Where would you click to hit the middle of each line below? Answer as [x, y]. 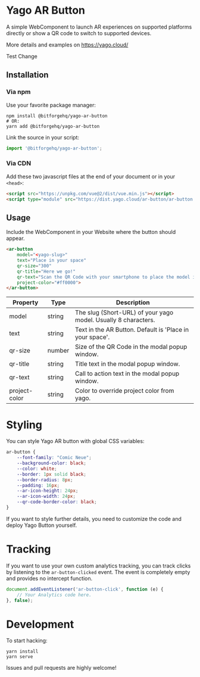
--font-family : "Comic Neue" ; [54, 458]
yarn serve [20, 657]
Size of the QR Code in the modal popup [131, 347]
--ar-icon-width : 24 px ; [46, 497]
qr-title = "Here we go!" [46, 272]
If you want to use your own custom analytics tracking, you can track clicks [99, 566]
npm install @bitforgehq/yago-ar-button [57, 116]
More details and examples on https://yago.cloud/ [67, 45]
